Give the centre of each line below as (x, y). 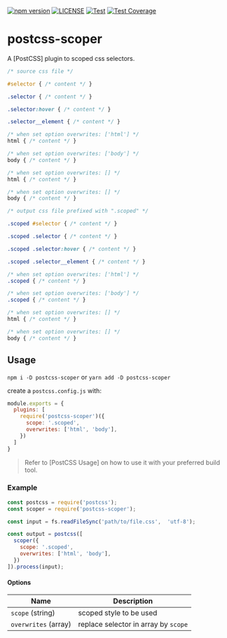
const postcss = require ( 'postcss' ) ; (62, 502)
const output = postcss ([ (45, 534)
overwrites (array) (41, 624)
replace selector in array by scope (133, 624)
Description (133, 601)
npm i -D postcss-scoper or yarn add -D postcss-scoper (89, 377)
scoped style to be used (118, 613)
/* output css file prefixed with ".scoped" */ (78, 211)
